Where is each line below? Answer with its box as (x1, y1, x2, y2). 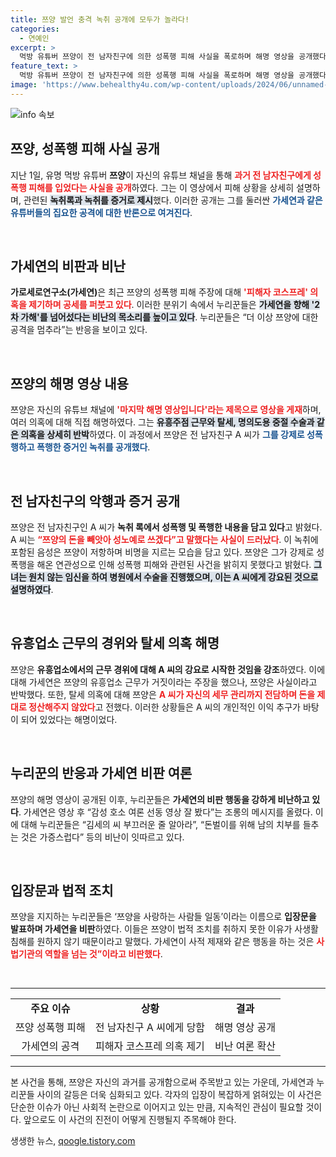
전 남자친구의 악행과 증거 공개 (10, 492, 181, 510)
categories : (10, 24, 60, 34)
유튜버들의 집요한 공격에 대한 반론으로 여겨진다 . (10, 206, 193, 218)
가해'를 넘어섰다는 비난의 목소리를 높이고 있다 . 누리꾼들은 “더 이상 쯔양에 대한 (20, 311, 319, 323)
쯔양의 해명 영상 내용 (10, 375, 129, 392)
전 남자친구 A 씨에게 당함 (94, 1021, 206, 1035)
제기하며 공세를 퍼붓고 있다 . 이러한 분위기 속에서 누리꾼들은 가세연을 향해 (28, 299, 310, 311)
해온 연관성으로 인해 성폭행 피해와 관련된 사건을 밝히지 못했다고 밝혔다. (36, 559, 312, 570)
